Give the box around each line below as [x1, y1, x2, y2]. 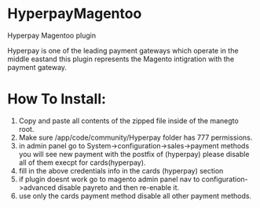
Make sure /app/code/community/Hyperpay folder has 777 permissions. [18, 133, 253, 142]
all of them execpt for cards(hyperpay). [18, 158, 146, 167]
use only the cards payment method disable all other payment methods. [18, 191, 252, 200]
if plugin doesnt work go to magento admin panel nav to [18, 174, 200, 184]
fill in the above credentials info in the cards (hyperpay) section [18, 166, 224, 175]
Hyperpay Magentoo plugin [7, 31, 96, 40]
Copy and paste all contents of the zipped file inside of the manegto [18, 115, 239, 126]
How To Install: [7, 90, 107, 108]
